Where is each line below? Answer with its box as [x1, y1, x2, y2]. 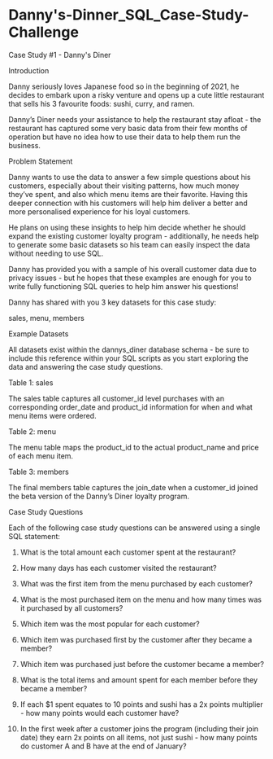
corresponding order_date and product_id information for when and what [8, 401, 253, 412]
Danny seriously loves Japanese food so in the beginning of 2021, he [8, 81, 240, 91]
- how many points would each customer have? [19, 708, 180, 717]
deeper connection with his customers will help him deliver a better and [8, 198, 248, 208]
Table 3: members [8, 467, 69, 476]
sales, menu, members [8, 313, 85, 322]
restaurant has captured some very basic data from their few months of [8, 123, 248, 133]
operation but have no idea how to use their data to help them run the [8, 132, 241, 142]
